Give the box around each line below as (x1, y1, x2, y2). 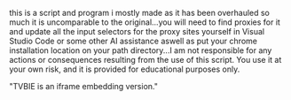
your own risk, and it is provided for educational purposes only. (9, 64, 240, 74)
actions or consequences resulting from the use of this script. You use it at (9, 55, 282, 65)
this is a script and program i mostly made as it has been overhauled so (9, 8, 271, 18)
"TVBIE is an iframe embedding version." (9, 81, 158, 91)
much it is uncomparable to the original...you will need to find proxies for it (9, 17, 281, 27)
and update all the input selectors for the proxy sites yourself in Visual (9, 27, 264, 36)
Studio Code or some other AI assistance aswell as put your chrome (9, 35, 257, 46)
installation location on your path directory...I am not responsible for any (9, 45, 272, 56)
